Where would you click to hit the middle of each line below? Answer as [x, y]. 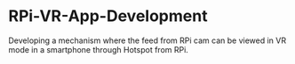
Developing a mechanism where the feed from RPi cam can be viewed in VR [147, 40]
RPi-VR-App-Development [108, 16]
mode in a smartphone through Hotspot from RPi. [98, 49]
